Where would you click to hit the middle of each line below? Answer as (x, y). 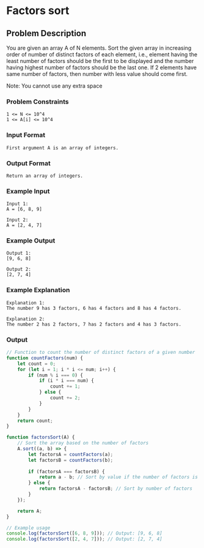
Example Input (28, 191)
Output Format (28, 163)
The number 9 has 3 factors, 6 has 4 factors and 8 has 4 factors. (94, 308)
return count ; (35, 421)
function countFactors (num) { (45, 358)
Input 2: (17, 220)
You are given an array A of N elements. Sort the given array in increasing (99, 48)
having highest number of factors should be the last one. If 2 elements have (102, 67)
